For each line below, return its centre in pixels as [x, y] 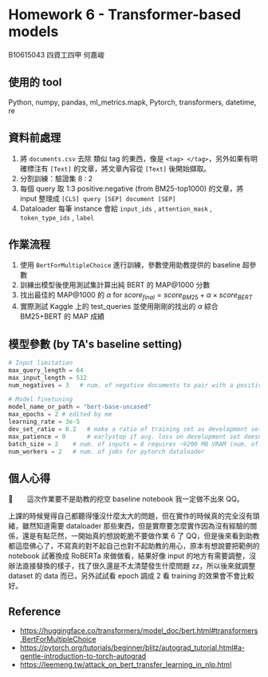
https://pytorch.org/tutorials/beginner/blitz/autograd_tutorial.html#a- [132, 647]
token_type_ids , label [57, 217]
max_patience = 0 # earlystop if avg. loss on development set [124, 437]
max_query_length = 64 [46, 370]
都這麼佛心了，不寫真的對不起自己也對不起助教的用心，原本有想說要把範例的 [134, 546]
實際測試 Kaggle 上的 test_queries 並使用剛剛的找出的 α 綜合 [119, 307]
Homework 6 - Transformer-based [125, 15]
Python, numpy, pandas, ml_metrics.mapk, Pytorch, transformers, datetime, [132, 102]
